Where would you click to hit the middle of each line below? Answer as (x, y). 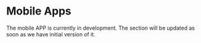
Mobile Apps (39, 11)
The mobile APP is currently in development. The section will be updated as (100, 28)
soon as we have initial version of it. (51, 34)
